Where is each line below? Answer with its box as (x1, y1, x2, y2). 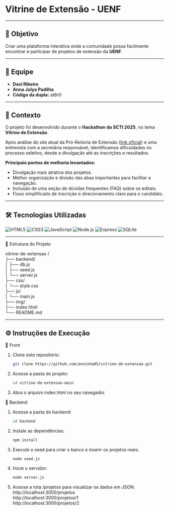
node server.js (12, 475, 45, 480)
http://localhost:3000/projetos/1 (12, 495, 79, 501)
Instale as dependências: (12, 428, 64, 434)
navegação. (12, 180, 37, 186)
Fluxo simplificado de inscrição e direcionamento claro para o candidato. (12, 191, 163, 197)
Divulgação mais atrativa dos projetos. (12, 169, 92, 175)
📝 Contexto (5, 111, 41, 119)
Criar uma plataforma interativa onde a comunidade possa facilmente (5, 43, 149, 49)
